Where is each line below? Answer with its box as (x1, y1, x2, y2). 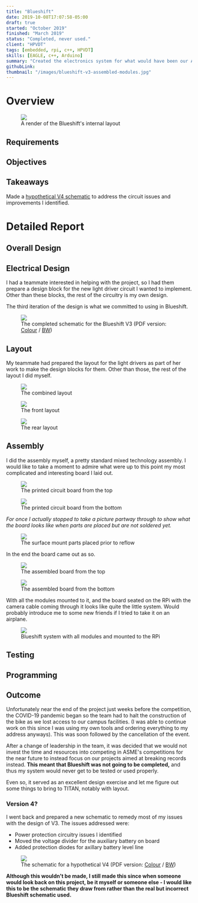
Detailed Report (6, 220, 84, 233)
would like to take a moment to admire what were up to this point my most (6, 463, 186, 470)
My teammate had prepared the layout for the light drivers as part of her (6, 359, 181, 366)
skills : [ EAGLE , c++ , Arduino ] (6, 53, 83, 58)
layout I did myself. (6, 371, 52, 379)
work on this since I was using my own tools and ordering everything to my (6, 725, 189, 732)
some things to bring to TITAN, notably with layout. (6, 785, 130, 792)
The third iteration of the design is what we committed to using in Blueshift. (6, 303, 189, 310)
